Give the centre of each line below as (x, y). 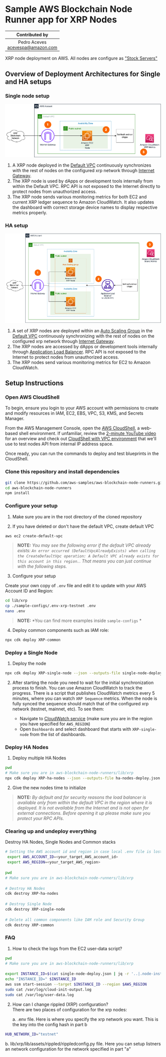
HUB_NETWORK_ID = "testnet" (32, 1034)
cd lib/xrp (16, 601)
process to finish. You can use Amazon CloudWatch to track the (77, 688)
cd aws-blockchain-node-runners (38, 488)
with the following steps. (42, 566)
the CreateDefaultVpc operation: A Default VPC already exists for (88, 557)
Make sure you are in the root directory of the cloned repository (77, 516)
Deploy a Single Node (31, 652)
